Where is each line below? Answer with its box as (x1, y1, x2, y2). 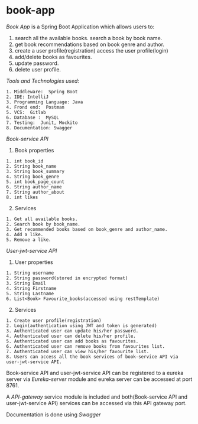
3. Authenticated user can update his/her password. (6, 328, 139, 334)
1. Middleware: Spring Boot (6, 89, 78, 94)
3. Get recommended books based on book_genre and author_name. (6, 226, 168, 232)
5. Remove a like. (6, 237, 51, 243)
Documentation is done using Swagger (6, 411, 101, 418)
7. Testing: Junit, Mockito (6, 119, 78, 126)
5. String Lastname (6, 291, 54, 296)
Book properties (14, 146, 54, 154)
